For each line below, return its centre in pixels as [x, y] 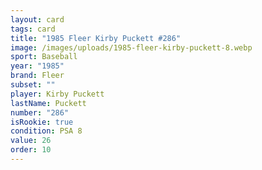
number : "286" [40, 112]
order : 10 [31, 150]
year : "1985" [37, 66]
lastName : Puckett [48, 103]
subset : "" [33, 85]
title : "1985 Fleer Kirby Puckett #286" [96, 38]
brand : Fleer [37, 76]
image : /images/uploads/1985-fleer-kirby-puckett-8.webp [131, 47]
